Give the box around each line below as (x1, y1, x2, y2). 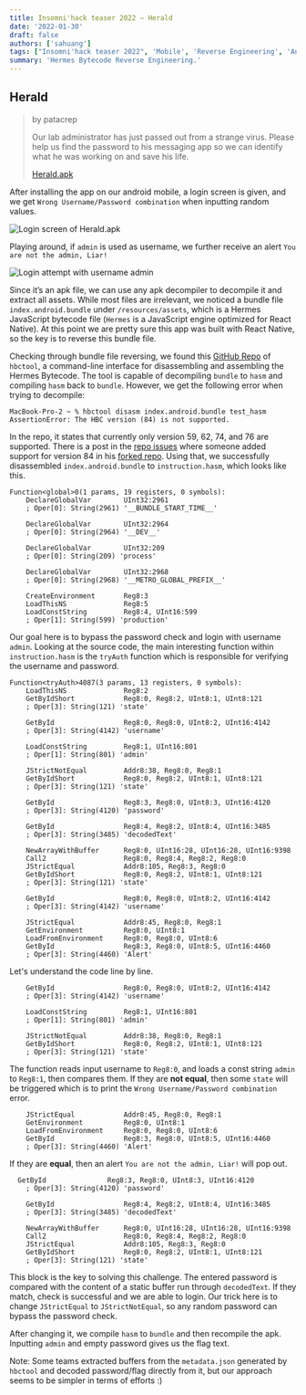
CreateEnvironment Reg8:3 (25, 591, 148, 601)
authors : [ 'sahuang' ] (9, 38, 92, 48)
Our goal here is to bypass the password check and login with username (9, 631, 281, 642)
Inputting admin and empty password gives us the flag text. (9, 1337, 230, 1348)
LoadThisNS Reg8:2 (25, 686, 148, 695)
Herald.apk (31, 168, 74, 179)
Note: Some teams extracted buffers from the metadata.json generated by (9, 1355, 288, 1366)
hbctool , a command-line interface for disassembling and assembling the (9, 360, 284, 371)
